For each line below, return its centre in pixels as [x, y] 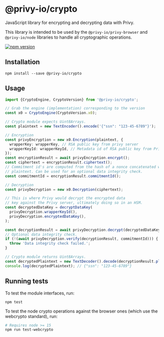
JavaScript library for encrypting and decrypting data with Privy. [70, 22]
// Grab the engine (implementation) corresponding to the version [75, 109]
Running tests [27, 281]
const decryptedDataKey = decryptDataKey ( [49, 207]
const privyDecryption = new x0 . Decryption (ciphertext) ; [64, 189]
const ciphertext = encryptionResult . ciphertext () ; [59, 162]
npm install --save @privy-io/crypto [43, 73]
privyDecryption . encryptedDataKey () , [48, 216]
